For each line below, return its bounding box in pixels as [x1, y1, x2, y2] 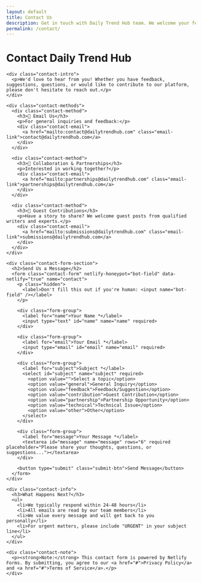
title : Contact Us [6, 14, 52, 20]
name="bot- [159, 286, 187, 293]
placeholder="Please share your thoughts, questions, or [6, 444, 152, 450]
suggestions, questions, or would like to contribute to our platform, [6, 82, 189, 88]
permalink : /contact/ [6, 25, 61, 32]
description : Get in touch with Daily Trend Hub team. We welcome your [6, 20, 189, 26]
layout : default [6, 8, 47, 15]
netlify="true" [6, 276, 44, 282]
